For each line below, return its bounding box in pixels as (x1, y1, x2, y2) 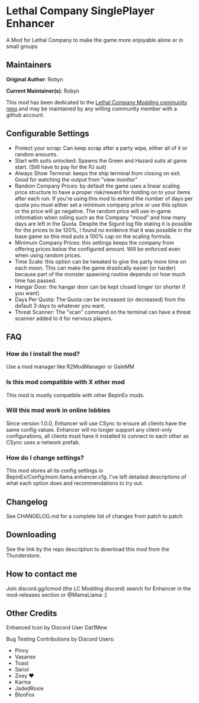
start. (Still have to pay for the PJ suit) (14, 163, 107, 170)
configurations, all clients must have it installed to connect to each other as (6, 432, 190, 439)
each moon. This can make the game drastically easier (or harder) (14, 264, 176, 271)
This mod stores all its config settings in (6, 467, 104, 474)
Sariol (14, 666, 30, 673)
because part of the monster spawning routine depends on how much (14, 270, 186, 277)
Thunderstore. (6, 552, 41, 559)
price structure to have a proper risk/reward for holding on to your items (14, 188, 191, 195)
